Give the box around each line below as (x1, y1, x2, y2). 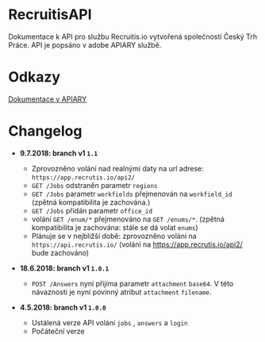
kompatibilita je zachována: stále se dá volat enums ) (31, 222, 198, 232)
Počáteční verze (31, 326, 85, 336)
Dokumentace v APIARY (8, 94, 87, 104)
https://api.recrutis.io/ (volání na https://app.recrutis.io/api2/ (31, 240, 244, 249)
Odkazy (8, 68, 61, 86)
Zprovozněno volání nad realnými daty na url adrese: (31, 163, 204, 173)
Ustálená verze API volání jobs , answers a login (31, 317, 188, 327)
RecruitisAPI (8, 6, 93, 24)
